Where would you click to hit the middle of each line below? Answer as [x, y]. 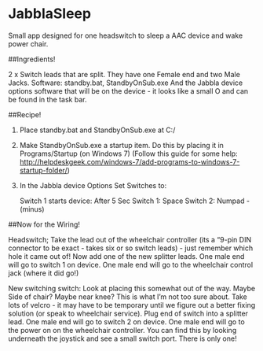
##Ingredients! [32, 59]
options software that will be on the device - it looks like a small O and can [128, 91]
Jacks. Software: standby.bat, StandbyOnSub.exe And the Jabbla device [126, 83]
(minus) [32, 209]
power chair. [28, 43]
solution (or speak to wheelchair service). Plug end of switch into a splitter [128, 313]
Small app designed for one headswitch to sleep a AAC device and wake [126, 35]
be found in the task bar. [47, 99]
